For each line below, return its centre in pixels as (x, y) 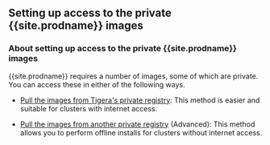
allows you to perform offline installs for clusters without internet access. (141, 132)
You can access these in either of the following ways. (97, 84)
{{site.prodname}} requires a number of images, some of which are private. (133, 76)
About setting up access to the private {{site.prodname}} (123, 49)
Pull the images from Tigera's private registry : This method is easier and (140, 100)
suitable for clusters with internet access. (89, 108)
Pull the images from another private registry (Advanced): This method (137, 124)
